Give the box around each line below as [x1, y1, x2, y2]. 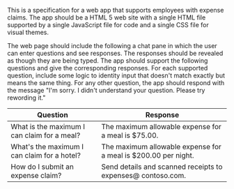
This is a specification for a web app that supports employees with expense [7, 6, 224, 14]
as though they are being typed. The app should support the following [7, 56, 208, 65]
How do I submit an [10, 162, 75, 172]
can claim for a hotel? [10, 151, 81, 160]
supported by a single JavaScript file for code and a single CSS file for [7, 21, 209, 29]
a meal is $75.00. [100, 130, 159, 140]
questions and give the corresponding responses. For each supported [7, 64, 208, 72]
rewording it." [7, 93, 46, 102]
